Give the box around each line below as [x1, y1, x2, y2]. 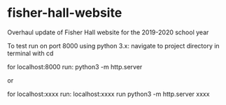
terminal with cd [7, 49, 54, 57]
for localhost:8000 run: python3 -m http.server [7, 62, 143, 71]
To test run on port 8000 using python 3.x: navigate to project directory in [7, 41, 220, 50]
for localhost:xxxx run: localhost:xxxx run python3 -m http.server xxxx [7, 90, 210, 98]
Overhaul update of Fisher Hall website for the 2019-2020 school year [7, 28, 209, 36]
